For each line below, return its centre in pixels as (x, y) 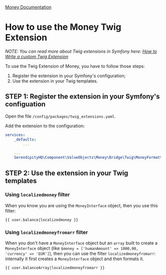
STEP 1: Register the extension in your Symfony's (83, 97)
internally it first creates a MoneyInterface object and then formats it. (75, 259)
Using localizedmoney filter (38, 195)
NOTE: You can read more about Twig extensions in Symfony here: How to (81, 51)
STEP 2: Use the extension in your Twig (67, 173)
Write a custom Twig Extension (37, 56)
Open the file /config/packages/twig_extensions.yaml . (61, 116)
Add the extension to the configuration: (45, 126)
